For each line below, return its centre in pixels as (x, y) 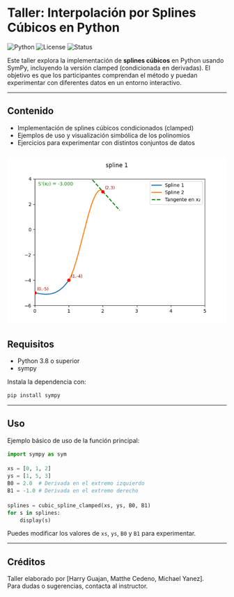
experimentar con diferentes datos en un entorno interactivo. (95, 82)
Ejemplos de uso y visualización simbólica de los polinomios (103, 135)
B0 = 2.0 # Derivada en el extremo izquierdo (76, 483)
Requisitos (31, 344)
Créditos (26, 562)
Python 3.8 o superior (48, 361)
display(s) (36, 520)
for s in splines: (34, 513)
